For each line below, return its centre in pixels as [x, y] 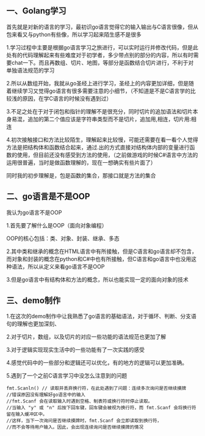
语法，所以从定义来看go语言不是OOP [58, 266]
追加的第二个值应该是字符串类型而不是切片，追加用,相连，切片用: [109, 119]
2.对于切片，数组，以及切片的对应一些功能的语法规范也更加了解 [86, 337]
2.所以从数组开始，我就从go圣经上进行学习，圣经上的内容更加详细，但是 [98, 83]
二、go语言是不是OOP [48, 197]
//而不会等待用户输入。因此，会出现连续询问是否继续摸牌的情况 [75, 427]
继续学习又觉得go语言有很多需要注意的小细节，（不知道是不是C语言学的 [101, 91]
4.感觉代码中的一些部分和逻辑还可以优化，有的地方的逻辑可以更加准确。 [97, 363]
